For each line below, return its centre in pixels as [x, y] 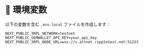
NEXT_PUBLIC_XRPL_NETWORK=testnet [40, 33]
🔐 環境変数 [26, 10]
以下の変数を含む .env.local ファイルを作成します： [58, 24]
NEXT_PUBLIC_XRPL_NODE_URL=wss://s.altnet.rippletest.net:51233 [72, 42]
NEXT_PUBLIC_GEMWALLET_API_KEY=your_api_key [51, 38]
